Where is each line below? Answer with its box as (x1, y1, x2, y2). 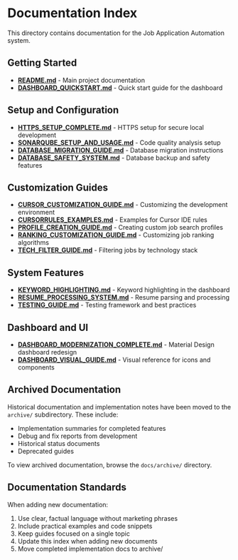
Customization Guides (7, 181, 109, 193)
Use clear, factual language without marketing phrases (17, 514, 178, 522)
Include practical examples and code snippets (17, 521, 153, 530)
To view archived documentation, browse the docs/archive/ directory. (7, 460, 212, 469)
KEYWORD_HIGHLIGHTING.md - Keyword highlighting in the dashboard (17, 285, 230, 294)
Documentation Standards (7, 482, 126, 494)
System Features (7, 266, 84, 279)
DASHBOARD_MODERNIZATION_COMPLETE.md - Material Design (17, 340, 215, 349)
